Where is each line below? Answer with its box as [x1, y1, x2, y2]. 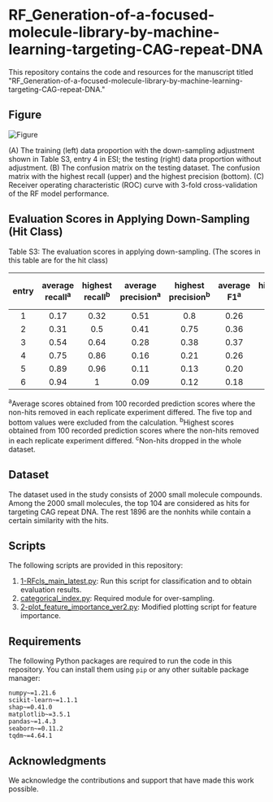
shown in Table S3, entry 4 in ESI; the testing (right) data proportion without [8, 154, 262, 163]
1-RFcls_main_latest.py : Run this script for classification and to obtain [19, 576, 252, 586]
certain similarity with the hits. [8, 515, 110, 525]
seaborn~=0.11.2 [8, 725, 63, 733]
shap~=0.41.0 [8, 704, 53, 712]
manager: [8, 673, 41, 683]
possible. [8, 784, 39, 794]
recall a [44, 290, 71, 303]
